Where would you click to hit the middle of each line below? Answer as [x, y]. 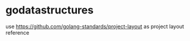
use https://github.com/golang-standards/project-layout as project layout [95, 26]
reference [17, 32]
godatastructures [50, 10]
